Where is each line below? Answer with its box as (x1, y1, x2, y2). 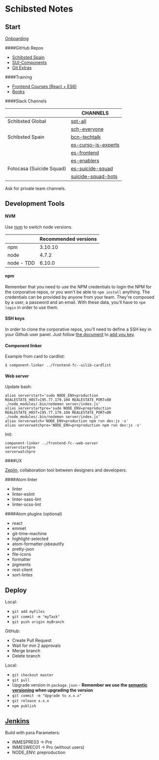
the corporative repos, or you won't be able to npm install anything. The (5, 289, 150, 295)
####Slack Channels (5, 98, 47, 104)
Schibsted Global (7, 118, 46, 124)
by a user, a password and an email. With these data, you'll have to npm (5, 299, 146, 305)
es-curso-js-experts (71, 142, 120, 148)
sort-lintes (12, 572, 33, 578)
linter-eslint (12, 491, 35, 497)
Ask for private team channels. (5, 186, 66, 191)
